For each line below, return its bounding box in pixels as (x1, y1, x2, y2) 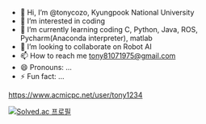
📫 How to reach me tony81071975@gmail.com (19, 51, 176, 60)
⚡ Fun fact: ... (19, 72, 65, 81)
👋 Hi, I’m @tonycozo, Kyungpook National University (19, 8, 195, 17)
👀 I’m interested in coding (19, 16, 106, 26)
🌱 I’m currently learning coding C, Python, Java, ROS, (19, 25, 198, 34)
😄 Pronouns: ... (19, 63, 73, 72)
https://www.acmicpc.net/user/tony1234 (8, 90, 143, 100)
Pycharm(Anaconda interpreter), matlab (19, 33, 153, 43)
